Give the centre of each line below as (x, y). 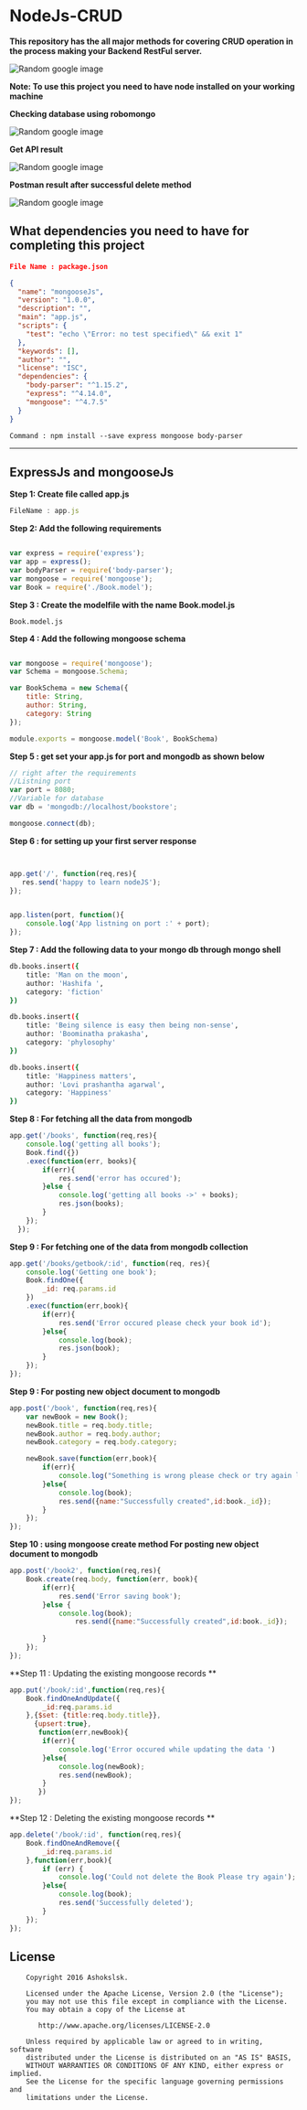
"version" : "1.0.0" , (57, 300)
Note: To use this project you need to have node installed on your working (152, 86)
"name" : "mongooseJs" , (61, 292)
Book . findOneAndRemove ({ (73, 1843)
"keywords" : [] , (48, 351)
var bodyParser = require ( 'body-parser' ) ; (91, 570)
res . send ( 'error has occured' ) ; (120, 1178)
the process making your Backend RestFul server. (106, 50)
